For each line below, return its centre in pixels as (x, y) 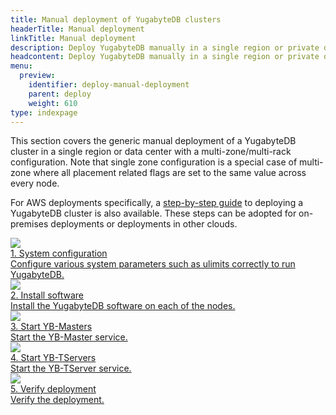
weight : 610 (53, 103)
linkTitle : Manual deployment (73, 38)
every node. (35, 183)
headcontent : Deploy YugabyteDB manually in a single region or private (165, 57)
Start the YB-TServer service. (71, 368)
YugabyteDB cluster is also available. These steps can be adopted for (153, 213)
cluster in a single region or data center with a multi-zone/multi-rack (151, 152)
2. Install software (47, 295)
